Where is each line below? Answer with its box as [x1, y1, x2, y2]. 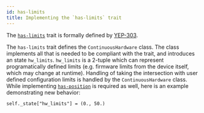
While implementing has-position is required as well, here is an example [6, 82, 189, 89]
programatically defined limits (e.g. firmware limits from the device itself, [6, 62, 189, 70]
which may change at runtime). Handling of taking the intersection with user [6, 69, 198, 76]
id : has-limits [6, 9, 45, 15]
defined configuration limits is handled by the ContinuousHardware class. [6, 76, 187, 83]
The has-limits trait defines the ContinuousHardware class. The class [6, 43, 179, 51]
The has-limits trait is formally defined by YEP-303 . [6, 31, 138, 38]
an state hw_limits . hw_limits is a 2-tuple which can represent [6, 56, 164, 64]
